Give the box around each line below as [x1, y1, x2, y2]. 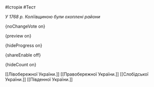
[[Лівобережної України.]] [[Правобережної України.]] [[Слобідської [5, 71, 149, 77]
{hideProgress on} [5, 43, 42, 48]
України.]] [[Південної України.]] [5, 77, 73, 82]
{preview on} [5, 33, 32, 39]
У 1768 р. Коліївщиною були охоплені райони [5, 14, 100, 19]
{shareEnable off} [5, 52, 41, 58]
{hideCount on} [5, 62, 37, 67]
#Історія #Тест [5, 4, 36, 10]
